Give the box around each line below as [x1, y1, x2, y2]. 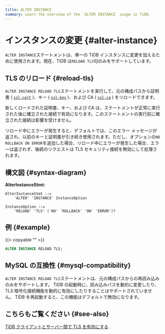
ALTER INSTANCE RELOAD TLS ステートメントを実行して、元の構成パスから [5, 88, 151, 94]
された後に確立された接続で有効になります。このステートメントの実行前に [5, 111, 156, 117]
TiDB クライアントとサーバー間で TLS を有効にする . [5, 324, 111, 330]
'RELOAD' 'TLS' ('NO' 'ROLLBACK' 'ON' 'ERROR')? [14, 209, 116, 214]
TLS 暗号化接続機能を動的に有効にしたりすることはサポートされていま [5, 287, 148, 293]
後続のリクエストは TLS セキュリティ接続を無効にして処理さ [35, 146, 158, 152]
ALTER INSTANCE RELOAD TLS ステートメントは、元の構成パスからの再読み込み [5, 275, 160, 281]
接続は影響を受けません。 [22, 117, 74, 123]
